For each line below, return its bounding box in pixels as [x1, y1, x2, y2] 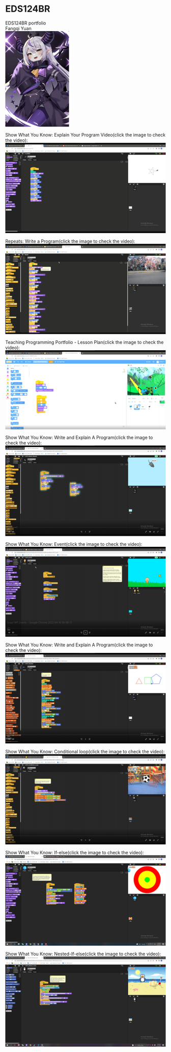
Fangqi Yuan [5, 25, 32, 31]
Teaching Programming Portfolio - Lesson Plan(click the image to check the [5, 339, 164, 345]
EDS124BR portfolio [5, 20, 46, 26]
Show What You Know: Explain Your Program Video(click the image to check [5, 131, 166, 138]
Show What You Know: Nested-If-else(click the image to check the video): [5, 951, 161, 957]
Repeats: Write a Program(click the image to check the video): [5, 238, 135, 245]
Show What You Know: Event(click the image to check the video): [5, 541, 142, 547]
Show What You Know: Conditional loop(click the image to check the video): [5, 748, 165, 754]
